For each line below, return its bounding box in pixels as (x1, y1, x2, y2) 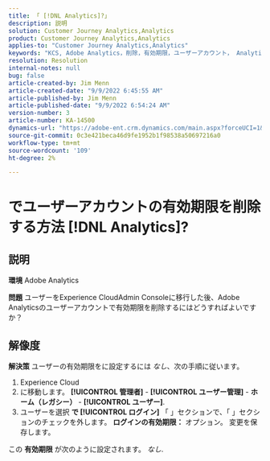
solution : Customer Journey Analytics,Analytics (8, 27, 174, 35)
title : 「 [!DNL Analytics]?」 (8, 11, 111, 20)
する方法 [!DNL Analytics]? (8, 218, 189, 237)
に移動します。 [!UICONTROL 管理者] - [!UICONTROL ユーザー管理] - (19, 387, 249, 397)
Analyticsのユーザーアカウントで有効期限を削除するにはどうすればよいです (8, 303, 257, 312)
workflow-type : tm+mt (8, 138, 81, 147)
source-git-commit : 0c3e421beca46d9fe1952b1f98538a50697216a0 (8, 131, 221, 139)
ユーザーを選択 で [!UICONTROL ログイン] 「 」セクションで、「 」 (19, 407, 239, 417)
